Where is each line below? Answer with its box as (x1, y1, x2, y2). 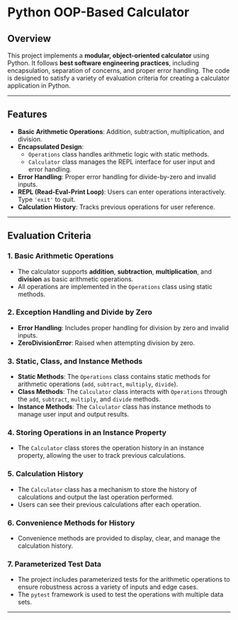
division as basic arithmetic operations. (17, 274, 134, 283)
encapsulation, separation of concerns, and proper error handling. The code (7, 67, 230, 74)
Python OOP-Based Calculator (7, 4, 190, 21)
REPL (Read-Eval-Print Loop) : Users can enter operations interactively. (17, 187, 227, 196)
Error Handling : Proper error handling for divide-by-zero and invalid (17, 172, 216, 181)
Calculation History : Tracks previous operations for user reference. (17, 203, 216, 211)
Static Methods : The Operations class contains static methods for (17, 373, 211, 381)
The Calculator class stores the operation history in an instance (17, 444, 205, 452)
